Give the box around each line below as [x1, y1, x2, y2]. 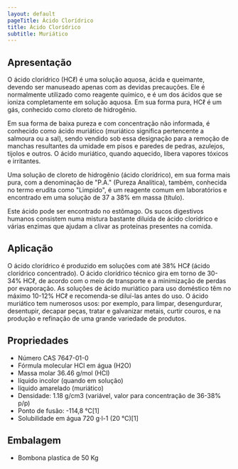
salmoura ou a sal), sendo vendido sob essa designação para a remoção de [7, 134, 229, 143]
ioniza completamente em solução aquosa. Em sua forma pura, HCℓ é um [7, 98, 222, 106]
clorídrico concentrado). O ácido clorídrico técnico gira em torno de [7, 269, 206, 277]
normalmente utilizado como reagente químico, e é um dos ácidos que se [7, 90, 222, 99]
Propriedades [7, 335, 69, 347]
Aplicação [7, 243, 53, 255]
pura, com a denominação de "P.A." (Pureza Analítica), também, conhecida [7, 178, 227, 187]
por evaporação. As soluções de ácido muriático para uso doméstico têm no [7, 284, 232, 292]
